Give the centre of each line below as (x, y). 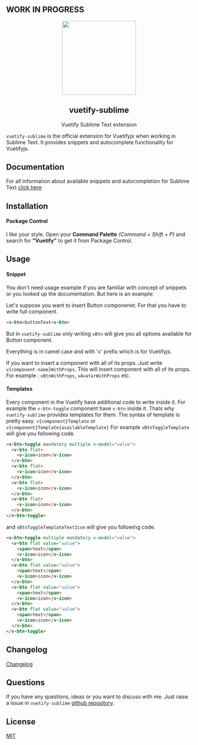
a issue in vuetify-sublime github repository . (60, 703)
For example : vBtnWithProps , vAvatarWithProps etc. (68, 375)
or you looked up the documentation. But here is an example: (80, 294)
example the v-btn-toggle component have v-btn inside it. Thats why (90, 408)
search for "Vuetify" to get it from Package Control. (70, 241)
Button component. (29, 340)
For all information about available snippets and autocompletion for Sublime (98, 181)
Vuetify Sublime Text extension (99, 124)
